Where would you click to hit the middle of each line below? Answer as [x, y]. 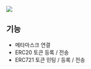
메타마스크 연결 [33, 44]
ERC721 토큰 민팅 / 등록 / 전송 [50, 59]
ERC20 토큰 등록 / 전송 [42, 52]
